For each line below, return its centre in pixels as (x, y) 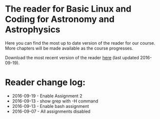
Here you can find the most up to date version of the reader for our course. (80, 43)
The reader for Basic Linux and (68, 9)
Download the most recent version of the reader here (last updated (72, 57)
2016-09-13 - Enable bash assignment (50, 106)
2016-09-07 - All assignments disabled (51, 111)
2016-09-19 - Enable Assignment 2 (47, 96)
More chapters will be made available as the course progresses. (69, 48)
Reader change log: (45, 82)
